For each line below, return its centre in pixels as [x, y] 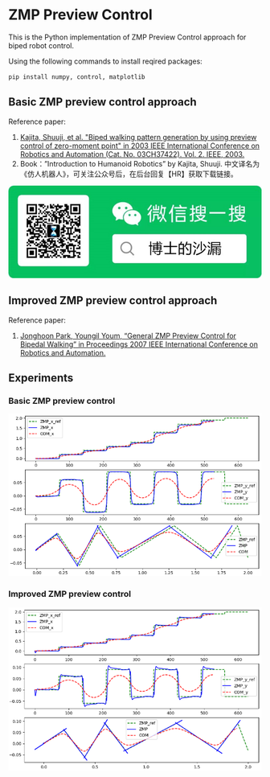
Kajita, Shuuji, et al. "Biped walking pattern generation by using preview [138, 137]
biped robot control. [41, 45]
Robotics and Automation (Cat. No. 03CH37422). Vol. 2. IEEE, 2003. [132, 154]
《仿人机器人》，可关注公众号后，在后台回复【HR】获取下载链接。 [129, 174]
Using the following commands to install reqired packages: [105, 61]
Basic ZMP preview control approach [102, 102]
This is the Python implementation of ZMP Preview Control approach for [127, 37]
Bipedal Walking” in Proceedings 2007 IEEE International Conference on [139, 344]
